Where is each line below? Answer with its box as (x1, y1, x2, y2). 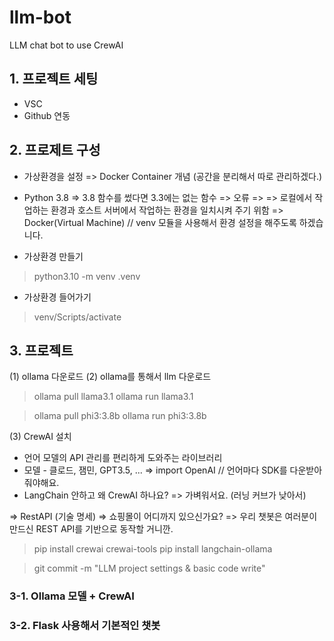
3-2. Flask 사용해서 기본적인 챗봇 (9, 619, 161, 633)
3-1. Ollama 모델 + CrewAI (9, 589, 135, 603)
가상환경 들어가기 (23, 291, 92, 303)
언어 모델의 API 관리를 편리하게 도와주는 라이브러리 (23, 452, 223, 464)
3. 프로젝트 (9, 342, 74, 359)
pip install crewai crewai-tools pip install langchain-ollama (33, 543, 273, 555)
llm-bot (9, 6, 72, 29)
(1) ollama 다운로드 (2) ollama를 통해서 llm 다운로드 (9, 371, 212, 383)
